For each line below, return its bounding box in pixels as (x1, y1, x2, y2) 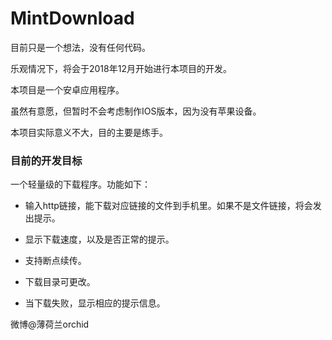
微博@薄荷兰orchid (10, 318, 90, 331)
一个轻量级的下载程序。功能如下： (10, 178, 151, 191)
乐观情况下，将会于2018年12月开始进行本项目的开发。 (10, 62, 232, 74)
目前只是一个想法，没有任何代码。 (10, 41, 151, 53)
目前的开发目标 (10, 153, 83, 167)
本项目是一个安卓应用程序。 (10, 83, 125, 96)
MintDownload (10, 7, 135, 30)
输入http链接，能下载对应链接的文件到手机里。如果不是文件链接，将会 (24, 200, 313, 212)
